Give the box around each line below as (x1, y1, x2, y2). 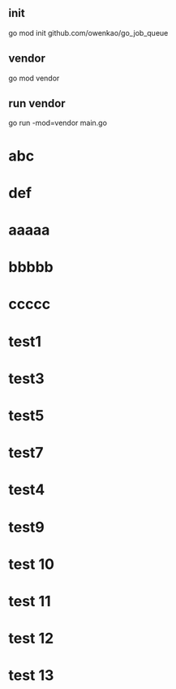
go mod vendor (8, 73, 60, 83)
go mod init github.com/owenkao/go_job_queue (8, 28, 169, 37)
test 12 (8, 629, 54, 648)
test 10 (8, 555, 55, 573)
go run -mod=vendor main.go (8, 118, 108, 128)
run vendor (8, 97, 67, 110)
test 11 (8, 592, 51, 610)
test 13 (8, 666, 54, 685)
